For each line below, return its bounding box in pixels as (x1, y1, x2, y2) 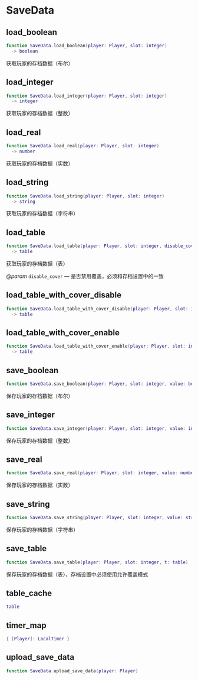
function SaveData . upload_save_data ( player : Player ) (6, 668, 138, 674)
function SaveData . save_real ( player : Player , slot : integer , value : (6, 470, 178, 476)
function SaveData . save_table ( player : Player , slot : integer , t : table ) (6, 559, 189, 565)
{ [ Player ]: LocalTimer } (6, 636, 70, 642)
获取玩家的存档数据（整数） (6, 110, 74, 117)
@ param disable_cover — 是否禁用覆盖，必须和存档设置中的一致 (6, 273, 164, 280)
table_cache (6, 588, 52, 598)
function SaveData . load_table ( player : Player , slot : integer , (6, 243, 162, 249)
